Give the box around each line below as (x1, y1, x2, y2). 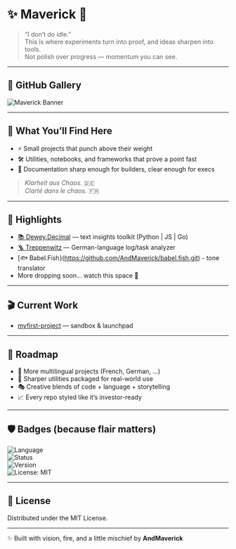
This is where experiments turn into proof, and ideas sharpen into (24, 37, 214, 46)
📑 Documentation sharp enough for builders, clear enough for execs (17, 164, 216, 173)
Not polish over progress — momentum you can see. (24, 52, 178, 60)
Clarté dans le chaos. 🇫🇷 (24, 186, 100, 195)
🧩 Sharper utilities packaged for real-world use (17, 375, 153, 382)
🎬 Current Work (7, 299, 79, 311)
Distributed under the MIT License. (7, 513, 108, 522)
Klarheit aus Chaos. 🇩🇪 (24, 179, 95, 187)
